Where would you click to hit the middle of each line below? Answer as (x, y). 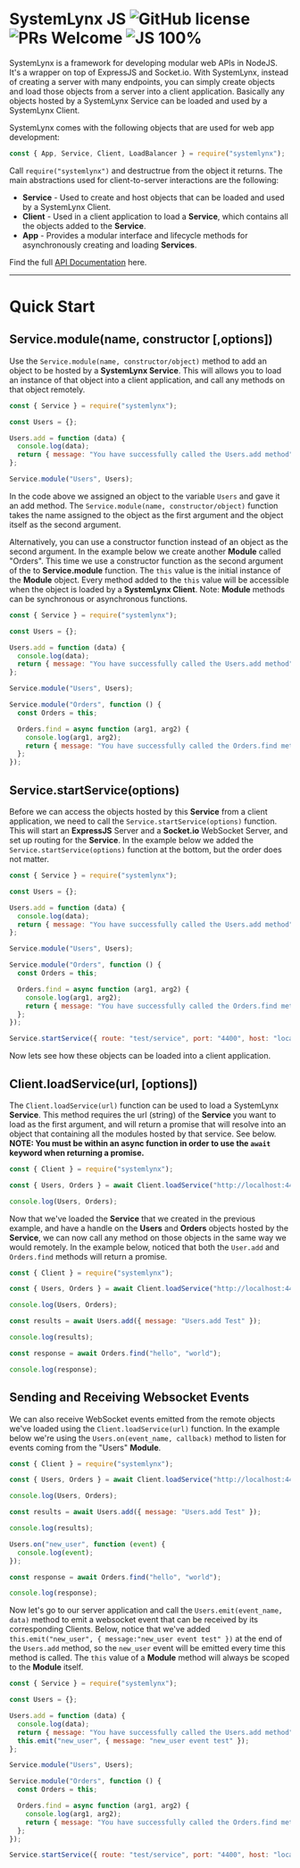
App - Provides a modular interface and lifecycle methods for (135, 235)
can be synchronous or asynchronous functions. (99, 599)
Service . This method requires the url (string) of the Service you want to (143, 1114)
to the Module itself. (46, 1667)
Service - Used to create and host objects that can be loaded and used (154, 197)
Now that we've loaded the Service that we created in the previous (133, 1219)
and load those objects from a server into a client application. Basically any (147, 91)
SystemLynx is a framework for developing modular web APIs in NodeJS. (144, 63)
